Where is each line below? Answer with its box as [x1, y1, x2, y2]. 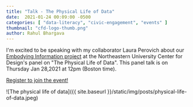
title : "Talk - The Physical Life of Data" [6, 8, 115, 15]
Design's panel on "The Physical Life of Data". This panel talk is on [6, 59, 168, 66]
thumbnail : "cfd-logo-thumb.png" [6, 25, 89, 31]
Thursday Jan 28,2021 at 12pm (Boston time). [6, 65, 117, 72]
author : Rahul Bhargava [6, 31, 65, 36]
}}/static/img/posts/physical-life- [107, 88, 187, 95]
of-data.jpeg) [6, 95, 38, 102]
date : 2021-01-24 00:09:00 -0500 [6, 14, 91, 20]
